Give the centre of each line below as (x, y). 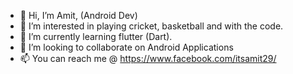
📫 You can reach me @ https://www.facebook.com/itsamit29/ (148, 58)
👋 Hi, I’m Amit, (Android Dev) (78, 15)
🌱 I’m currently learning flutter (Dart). (96, 36)
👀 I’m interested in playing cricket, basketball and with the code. (151, 26)
